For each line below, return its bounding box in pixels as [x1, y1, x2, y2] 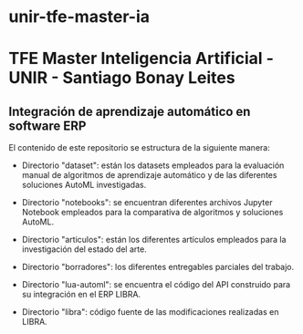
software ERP [8, 118, 87, 133]
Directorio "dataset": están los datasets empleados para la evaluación [21, 160, 285, 171]
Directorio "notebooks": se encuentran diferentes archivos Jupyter [21, 197, 273, 208]
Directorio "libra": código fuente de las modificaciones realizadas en [21, 307, 279, 318]
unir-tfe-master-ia [8, 6, 151, 27]
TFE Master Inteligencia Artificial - [8, 48, 275, 69]
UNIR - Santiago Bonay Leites [8, 68, 235, 89]
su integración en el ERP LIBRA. [21, 289, 141, 300]
